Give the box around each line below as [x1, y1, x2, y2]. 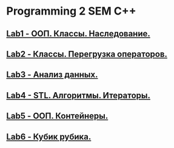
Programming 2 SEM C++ [6, 4, 136, 18]
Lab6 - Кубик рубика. [6, 132, 92, 142]
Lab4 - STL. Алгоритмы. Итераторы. [6, 90, 150, 101]
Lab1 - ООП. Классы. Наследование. [6, 29, 150, 39]
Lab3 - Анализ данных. [6, 70, 98, 80]
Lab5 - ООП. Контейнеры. [6, 111, 109, 121]
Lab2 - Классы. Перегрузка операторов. [6, 49, 168, 59]
